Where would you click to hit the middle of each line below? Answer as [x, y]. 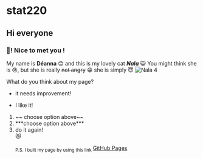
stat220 [27, 11]
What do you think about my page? [50, 81]
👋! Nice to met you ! [36, 50]
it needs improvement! [43, 93]
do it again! [29, 130]
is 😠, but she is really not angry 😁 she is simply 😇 [70, 70]
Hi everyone [30, 33]
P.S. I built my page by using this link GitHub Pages [71, 148]
